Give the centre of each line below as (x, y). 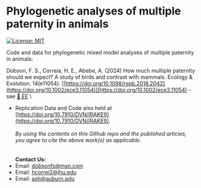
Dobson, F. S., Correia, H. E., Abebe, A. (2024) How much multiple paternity (101, 70)
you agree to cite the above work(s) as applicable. (78, 140)
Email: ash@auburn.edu (44, 178)
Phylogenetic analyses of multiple (94, 11)
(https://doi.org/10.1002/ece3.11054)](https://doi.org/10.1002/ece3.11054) (97, 89)
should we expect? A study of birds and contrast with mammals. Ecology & (99, 77)
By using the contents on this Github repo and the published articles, (101, 134)
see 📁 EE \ (19, 96)
